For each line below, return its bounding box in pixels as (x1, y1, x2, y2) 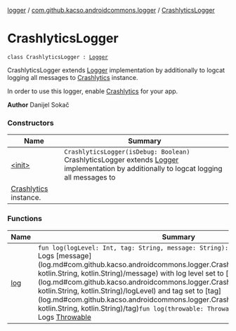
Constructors (7, 118, 54, 128)
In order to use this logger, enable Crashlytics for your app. (7, 87, 178, 95)
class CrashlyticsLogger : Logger (7, 53, 109, 60)
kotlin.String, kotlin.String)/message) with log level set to (37, 268, 224, 278)
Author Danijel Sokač (7, 100, 70, 109)
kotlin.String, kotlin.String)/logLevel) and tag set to (37, 285, 204, 295)
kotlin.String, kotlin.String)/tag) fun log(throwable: (37, 303, 204, 313)
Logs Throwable (37, 312, 91, 322)
